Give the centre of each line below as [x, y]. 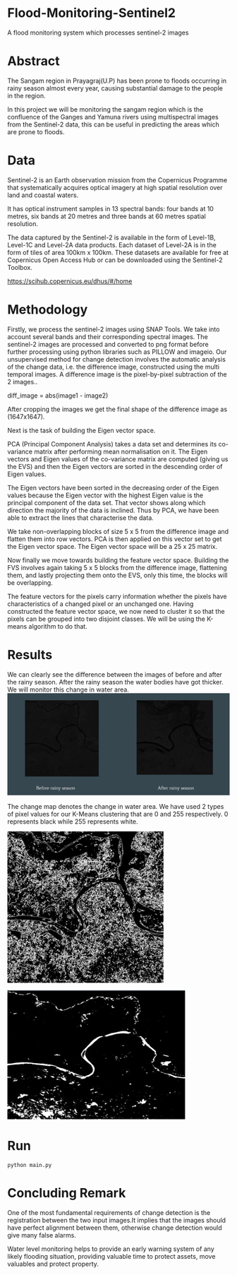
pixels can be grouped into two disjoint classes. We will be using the [107, 619]
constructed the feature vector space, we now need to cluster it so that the [116, 611]
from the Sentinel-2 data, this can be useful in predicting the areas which [114, 124]
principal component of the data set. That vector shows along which [107, 502]
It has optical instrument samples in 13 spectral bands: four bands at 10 [110, 208]
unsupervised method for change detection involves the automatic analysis [116, 359]
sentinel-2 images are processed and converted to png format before [108, 344]
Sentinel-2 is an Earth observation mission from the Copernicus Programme [117, 180]
